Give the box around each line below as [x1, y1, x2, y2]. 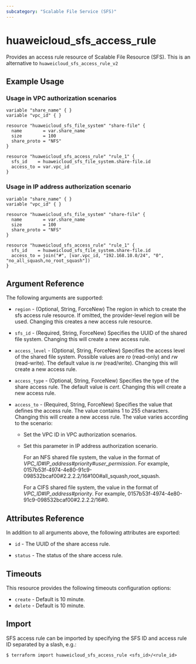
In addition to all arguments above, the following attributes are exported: [6, 529, 181, 536]
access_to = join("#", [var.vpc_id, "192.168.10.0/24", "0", [11, 252, 164, 258]
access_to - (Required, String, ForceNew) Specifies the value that [14, 401, 173, 408]
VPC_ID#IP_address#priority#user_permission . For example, [23, 460, 170, 467]
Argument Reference [6, 278, 85, 288]
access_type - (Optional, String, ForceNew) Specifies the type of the [14, 377, 179, 385]
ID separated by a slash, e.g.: [6, 641, 77, 648]
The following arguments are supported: [6, 294, 104, 301]
